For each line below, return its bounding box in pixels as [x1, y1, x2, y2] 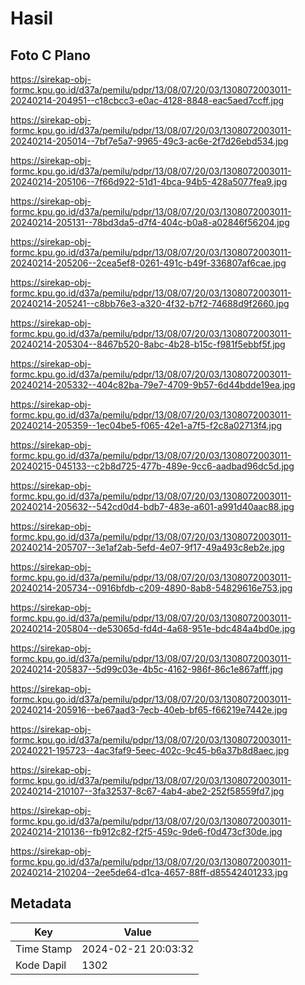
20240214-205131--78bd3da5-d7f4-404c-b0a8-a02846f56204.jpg [10, 217, 290, 228]
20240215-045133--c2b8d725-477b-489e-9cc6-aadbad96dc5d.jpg [10, 460, 295, 472]
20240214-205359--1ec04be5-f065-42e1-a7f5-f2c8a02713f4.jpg [10, 420, 283, 431]
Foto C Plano [10, 47, 91, 64]
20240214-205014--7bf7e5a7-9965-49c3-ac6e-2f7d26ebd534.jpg [10, 135, 289, 147]
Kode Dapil [15, 958, 67, 972]
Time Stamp [15, 942, 73, 956]
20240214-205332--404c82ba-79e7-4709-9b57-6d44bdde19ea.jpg [10, 379, 296, 391]
